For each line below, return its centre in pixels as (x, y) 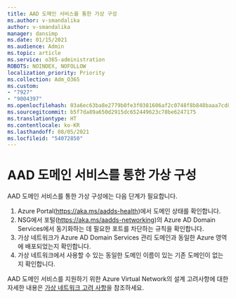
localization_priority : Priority (56, 73)
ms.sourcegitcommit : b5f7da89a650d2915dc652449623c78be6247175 (102, 112)
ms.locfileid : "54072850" (45, 138)
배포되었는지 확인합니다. (58, 247)
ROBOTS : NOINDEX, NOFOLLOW (47, 66)
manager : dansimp (33, 33)
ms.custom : (23, 86)
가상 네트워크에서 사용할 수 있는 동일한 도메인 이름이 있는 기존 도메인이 (114, 255)
